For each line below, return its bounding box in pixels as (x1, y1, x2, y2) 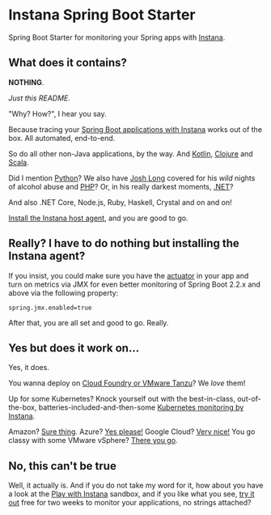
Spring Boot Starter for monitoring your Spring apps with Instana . (8, 32, 226, 42)
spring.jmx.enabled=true (8, 304, 92, 312)
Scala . (8, 157, 30, 167)
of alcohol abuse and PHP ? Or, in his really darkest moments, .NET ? (8, 181, 234, 191)
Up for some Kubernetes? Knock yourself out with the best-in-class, (8, 394, 236, 404)
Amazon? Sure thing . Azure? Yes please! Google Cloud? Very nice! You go (8, 427, 256, 436)
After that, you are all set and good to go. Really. (8, 317, 169, 327)
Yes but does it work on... (8, 341, 140, 355)
